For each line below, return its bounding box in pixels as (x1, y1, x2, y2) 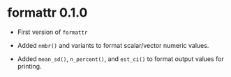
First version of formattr (17, 28, 88, 36)
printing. (17, 62, 42, 70)
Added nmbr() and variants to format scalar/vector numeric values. (17, 41, 209, 49)
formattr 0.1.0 (7, 5, 88, 21)
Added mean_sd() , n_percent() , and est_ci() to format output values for (17, 54, 225, 63)
